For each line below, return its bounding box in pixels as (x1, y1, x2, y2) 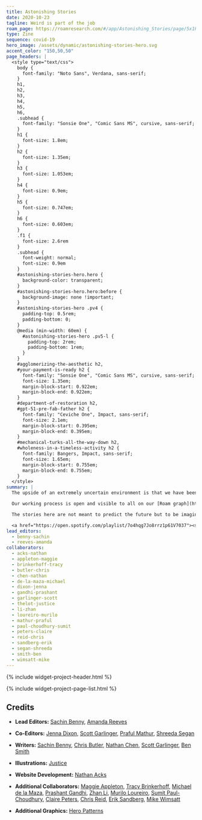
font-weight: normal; (22, 255, 77, 261)
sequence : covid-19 (6, 37, 55, 43)
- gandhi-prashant (11, 590, 58, 596)
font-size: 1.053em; (22, 171, 74, 177)
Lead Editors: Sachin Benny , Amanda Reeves (14, 718, 127, 726)
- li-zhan (11, 606, 36, 612)
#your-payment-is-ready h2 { (17, 366, 90, 373)
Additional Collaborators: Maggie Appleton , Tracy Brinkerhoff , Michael (14, 783, 192, 790)
